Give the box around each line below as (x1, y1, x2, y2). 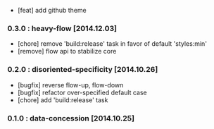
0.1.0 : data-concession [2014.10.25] (7, 113, 135, 123)
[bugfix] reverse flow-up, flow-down (17, 80, 124, 89)
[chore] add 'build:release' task (17, 95, 108, 104)
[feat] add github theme (17, 6, 87, 14)
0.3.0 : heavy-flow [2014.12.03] (7, 23, 118, 33)
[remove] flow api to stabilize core (17, 47, 117, 56)
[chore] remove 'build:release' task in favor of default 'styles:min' (17, 39, 208, 48)
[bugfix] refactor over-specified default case (17, 88, 147, 97)
